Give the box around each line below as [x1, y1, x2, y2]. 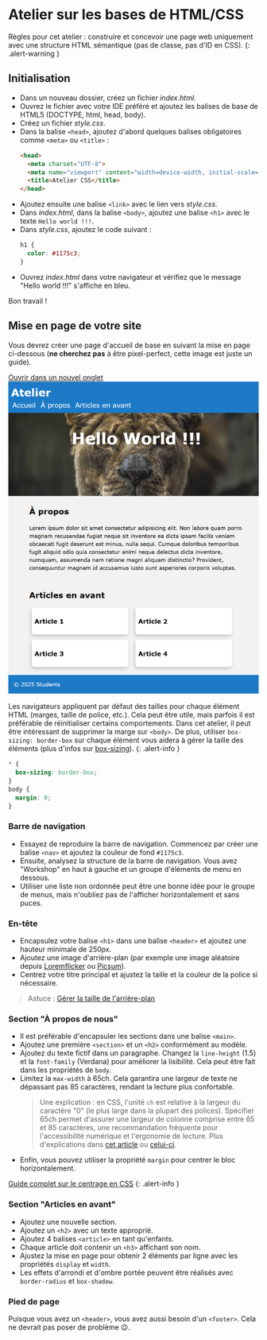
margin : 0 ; [15, 793, 52, 802]
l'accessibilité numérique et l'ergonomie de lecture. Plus [39, 1131, 224, 1141]
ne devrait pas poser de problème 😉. [8, 1322, 131, 1332]
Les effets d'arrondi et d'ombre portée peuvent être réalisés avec [19, 1268, 234, 1277]
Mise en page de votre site [8, 320, 141, 333]
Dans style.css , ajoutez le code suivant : [19, 225, 152, 234]
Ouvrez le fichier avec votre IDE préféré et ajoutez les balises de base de [19, 101, 258, 110]
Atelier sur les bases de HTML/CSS [8, 6, 245, 24]
